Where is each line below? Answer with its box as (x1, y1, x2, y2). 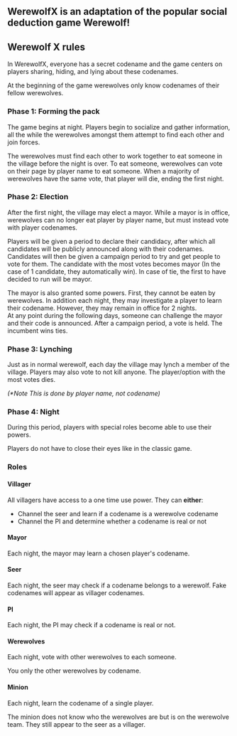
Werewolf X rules (7, 41, 86, 53)
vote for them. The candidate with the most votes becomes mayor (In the (7, 260, 221, 268)
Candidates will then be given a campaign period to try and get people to (7, 252, 221, 260)
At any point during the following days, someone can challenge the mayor (7, 311, 223, 319)
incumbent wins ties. (7, 326, 68, 335)
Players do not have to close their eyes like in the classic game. (7, 444, 192, 453)
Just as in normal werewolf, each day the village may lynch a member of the (7, 361, 230, 369)
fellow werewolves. (7, 89, 64, 97)
